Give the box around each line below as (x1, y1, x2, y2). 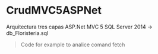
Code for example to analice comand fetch (20, 41, 125, 48)
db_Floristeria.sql (6, 29, 49, 36)
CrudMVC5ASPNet (6, 4, 102, 17)
